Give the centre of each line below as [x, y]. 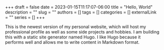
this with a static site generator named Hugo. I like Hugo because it [73, 37]
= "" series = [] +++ [25, 17]
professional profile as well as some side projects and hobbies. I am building [82, 32]
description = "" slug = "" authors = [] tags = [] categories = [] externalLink [81, 12]
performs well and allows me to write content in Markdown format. [72, 42]
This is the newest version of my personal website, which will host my [76, 27]
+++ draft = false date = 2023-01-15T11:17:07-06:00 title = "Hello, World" [79, 7]
